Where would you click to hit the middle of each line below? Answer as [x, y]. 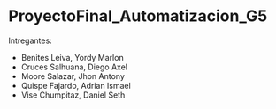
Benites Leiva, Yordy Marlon [73, 57]
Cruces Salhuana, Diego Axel [74, 67]
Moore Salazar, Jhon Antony [73, 76]
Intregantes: [30, 40]
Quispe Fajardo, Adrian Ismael [76, 85]
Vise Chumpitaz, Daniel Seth [73, 95]
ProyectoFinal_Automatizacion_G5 [138, 16]
